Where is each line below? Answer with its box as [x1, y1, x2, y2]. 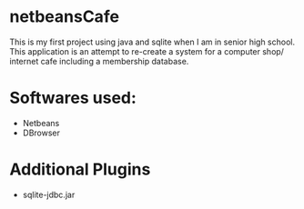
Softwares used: [9, 88, 137, 108]
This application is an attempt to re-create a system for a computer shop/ [9, 45, 285, 56]
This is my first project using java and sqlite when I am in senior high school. [9, 36, 296, 47]
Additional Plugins [9, 159, 151, 180]
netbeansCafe [9, 6, 120, 27]
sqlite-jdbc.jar [22, 189, 76, 200]
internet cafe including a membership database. [9, 55, 189, 66]
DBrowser [22, 127, 61, 138]
